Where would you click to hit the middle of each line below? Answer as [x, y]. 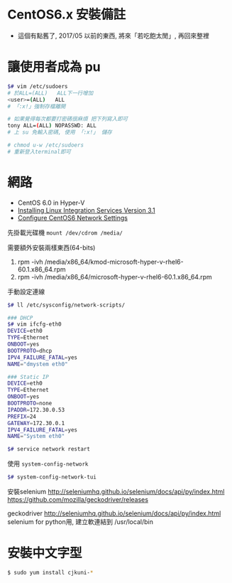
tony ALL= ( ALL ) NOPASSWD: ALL [52, 126]
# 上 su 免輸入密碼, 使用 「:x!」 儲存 [60, 132]
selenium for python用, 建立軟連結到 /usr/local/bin [81, 522]
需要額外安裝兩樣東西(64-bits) [51, 247]
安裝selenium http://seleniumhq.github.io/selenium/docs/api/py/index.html [116, 492]
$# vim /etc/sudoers [38, 86]
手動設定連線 [26, 291]
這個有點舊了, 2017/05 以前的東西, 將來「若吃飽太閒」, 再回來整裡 [113, 36]
